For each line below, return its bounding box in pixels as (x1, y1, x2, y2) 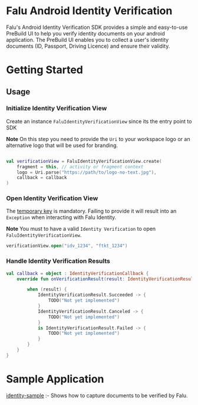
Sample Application (6, 372, 104, 386)
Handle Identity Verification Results (6, 257, 110, 265)
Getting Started (6, 63, 84, 77)
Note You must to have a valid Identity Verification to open (6, 226, 156, 233)
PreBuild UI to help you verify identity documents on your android (6, 30, 165, 37)
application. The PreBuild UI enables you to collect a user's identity (6, 36, 169, 43)
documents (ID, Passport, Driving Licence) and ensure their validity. (6, 43, 170, 50)
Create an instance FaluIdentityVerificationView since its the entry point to (6, 117, 192, 125)
